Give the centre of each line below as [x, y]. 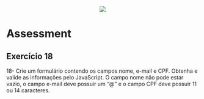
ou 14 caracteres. [28, 90]
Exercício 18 [30, 56]
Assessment [39, 34]
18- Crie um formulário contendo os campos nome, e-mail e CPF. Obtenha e [102, 71]
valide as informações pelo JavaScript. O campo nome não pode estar [95, 77]
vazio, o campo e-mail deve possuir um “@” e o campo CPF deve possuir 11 [102, 84]
